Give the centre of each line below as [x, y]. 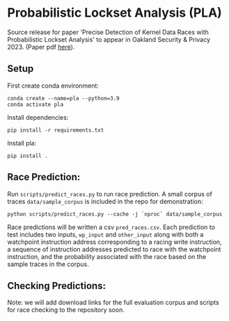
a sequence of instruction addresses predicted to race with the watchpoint [114, 249]
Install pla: [22, 143]
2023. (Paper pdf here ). [41, 47]
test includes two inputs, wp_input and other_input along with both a [105, 234]
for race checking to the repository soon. [66, 310]
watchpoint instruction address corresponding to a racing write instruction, [114, 242]
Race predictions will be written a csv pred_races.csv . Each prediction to [111, 227]
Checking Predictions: [57, 286]
